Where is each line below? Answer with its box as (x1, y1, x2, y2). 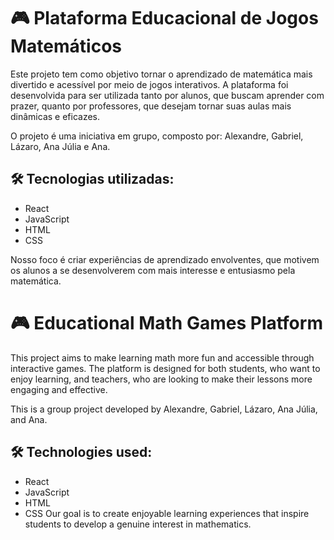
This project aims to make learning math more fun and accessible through (10, 351, 315, 364)
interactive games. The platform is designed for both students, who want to (10, 362, 321, 374)
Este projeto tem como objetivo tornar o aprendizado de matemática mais (10, 68, 313, 80)
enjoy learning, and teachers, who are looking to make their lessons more (10, 373, 313, 385)
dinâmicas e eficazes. (10, 110, 101, 122)
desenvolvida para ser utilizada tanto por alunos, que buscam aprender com (10, 89, 325, 101)
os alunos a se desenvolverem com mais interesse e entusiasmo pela (10, 264, 296, 276)
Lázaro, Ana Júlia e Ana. (10, 140, 111, 152)
